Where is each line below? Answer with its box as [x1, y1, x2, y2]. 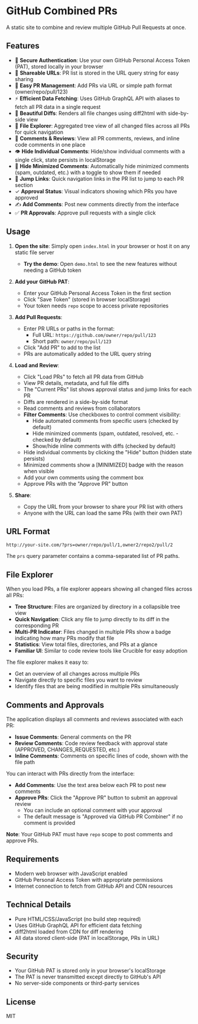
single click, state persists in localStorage [14, 156, 116, 163]
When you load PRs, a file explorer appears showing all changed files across [6, 585, 193, 593]
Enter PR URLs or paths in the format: [23, 325, 115, 332]
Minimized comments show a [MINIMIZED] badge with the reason [23, 461, 184, 468]
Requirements [6, 854, 59, 864]
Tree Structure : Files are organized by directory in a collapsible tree [14, 603, 180, 611]
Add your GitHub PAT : [14, 278, 70, 285]
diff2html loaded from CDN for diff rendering [14, 928, 124, 935]
